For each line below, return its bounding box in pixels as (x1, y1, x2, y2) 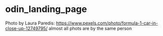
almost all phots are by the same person (48, 25, 132, 31)
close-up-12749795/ (5, 25, 48, 31)
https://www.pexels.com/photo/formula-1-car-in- (56, 20, 158, 26)
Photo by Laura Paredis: (5, 20, 56, 26)
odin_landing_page (5, 3, 87, 15)
